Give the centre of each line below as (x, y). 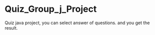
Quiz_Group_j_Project (51, 9)
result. (11, 28)
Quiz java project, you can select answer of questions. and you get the (77, 23)
